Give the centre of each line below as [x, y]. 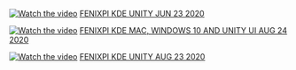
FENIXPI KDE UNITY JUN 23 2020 [142, 14]
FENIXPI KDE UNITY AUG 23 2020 [142, 56]
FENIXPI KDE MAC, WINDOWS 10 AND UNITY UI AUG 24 [183, 30]
